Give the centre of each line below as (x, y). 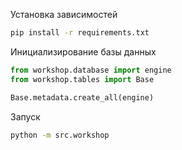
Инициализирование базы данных (83, 51)
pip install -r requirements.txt (80, 33)
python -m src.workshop (60, 135)
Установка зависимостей (64, 14)
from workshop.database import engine (91, 70)
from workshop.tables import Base (82, 79)
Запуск (25, 116)
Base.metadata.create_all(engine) (82, 97)
